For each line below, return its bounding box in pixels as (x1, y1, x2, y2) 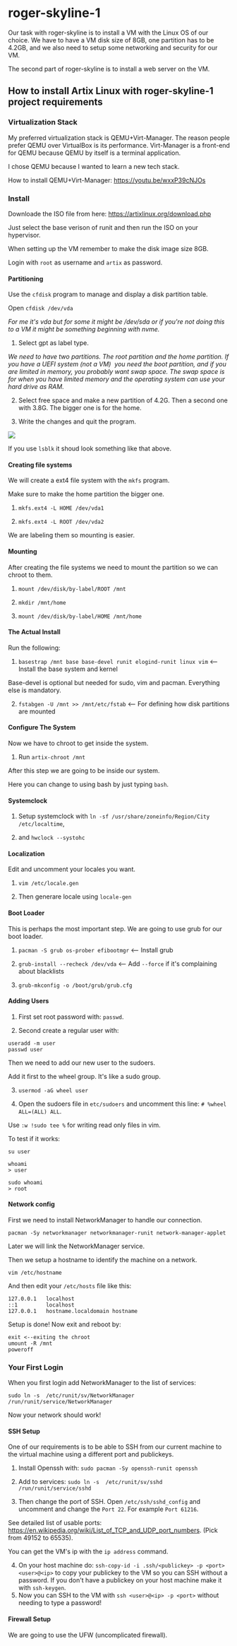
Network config (8, 1200, 55, 1208)
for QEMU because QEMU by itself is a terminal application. (8, 148, 181, 157)
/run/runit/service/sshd (18, 1485, 92, 1493)
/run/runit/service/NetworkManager (8, 1399, 113, 1406)
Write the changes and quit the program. (18, 417, 137, 426)
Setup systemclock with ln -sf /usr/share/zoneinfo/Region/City (18, 812, 210, 821)
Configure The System (8, 723, 76, 732)
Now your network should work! (8, 1411, 102, 1419)
